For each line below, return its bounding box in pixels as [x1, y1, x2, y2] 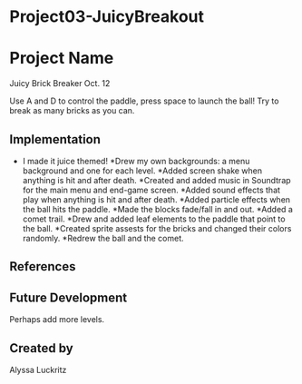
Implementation [9, 132, 102, 147]
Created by [9, 340, 74, 356]
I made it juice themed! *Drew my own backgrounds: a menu [22, 155, 250, 166]
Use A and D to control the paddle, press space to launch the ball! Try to [9, 95, 279, 106]
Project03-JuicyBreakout [9, 6, 205, 27]
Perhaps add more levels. [9, 314, 105, 325]
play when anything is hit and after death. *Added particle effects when [22, 193, 291, 205]
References [9, 259, 76, 274]
